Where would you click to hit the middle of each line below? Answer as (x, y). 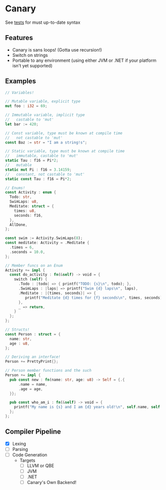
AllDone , (19, 225)
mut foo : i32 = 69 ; (26, 106)
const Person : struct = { (33, 334)
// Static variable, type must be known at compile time (65, 151)
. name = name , (33, 384)
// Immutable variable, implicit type (45, 115)
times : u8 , (25, 211)
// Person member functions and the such (48, 371)
